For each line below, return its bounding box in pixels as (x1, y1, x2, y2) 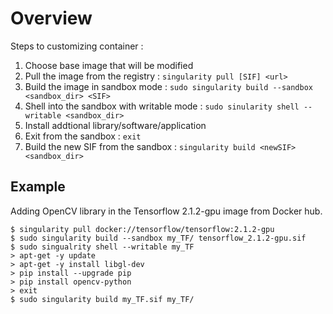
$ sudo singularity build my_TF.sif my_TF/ (10, 294, 195, 304)
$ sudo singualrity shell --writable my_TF (10, 242, 195, 252)
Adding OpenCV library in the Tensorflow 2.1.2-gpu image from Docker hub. (10, 205, 323, 217)
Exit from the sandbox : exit (24, 130, 142, 142)
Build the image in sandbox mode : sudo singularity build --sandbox (24, 80, 314, 92)
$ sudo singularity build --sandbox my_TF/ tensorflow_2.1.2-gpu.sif (10, 233, 307, 243)
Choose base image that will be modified (24, 59, 194, 71)
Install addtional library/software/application (24, 119, 207, 131)
